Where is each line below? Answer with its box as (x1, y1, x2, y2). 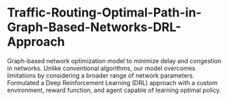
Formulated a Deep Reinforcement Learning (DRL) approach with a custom (7, 78, 218, 87)
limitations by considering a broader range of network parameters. (7, 71, 195, 80)
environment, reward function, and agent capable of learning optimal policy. (7, 86, 221, 94)
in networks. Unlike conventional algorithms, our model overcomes (7, 64, 196, 72)
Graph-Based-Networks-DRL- (7, 19, 181, 35)
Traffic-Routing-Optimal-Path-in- (7, 5, 202, 21)
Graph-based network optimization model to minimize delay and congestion (7, 56, 221, 65)
